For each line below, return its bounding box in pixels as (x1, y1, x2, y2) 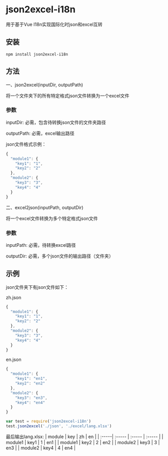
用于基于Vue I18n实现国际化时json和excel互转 (6, 21, 103, 27)
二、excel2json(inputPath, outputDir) (6, 204, 84, 210)
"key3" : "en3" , (15, 395, 48, 400)
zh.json (6, 294, 22, 300)
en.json (6, 356, 22, 363)
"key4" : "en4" (15, 400, 45, 405)
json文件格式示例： (6, 141, 47, 147)
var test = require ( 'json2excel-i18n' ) (6, 419, 91, 424)
